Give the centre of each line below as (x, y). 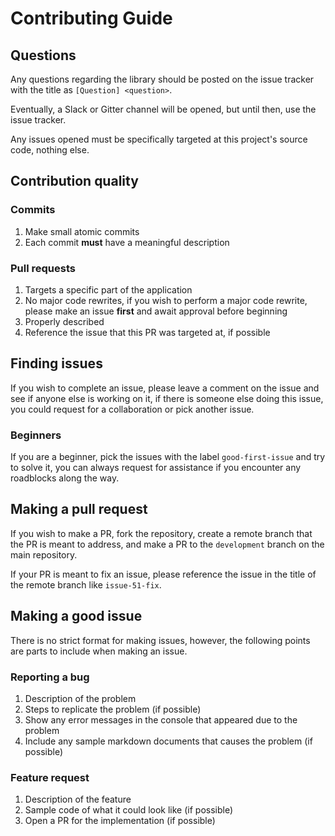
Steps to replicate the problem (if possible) (113, 709)
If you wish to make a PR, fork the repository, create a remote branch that (161, 533)
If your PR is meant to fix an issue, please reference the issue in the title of (163, 574)
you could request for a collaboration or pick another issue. (132, 409)
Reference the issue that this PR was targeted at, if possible (147, 332)
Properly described (64, 321)
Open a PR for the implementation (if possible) (120, 821)
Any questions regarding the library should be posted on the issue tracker (162, 79)
